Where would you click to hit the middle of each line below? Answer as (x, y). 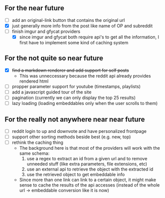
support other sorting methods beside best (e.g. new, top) (71, 137)
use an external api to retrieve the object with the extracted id (90, 169)
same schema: (34, 153)
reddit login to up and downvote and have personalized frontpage (79, 131)
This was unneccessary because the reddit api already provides (85, 76)
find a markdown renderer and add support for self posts (70, 70)
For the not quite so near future (54, 58)
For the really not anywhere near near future (75, 119)
